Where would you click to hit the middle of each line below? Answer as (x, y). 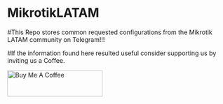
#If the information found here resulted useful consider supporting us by (112, 53)
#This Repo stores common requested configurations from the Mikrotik (110, 32)
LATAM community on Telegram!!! (56, 39)
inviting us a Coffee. (36, 60)
